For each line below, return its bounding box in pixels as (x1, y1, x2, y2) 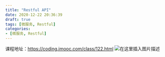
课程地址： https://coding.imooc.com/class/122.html (5, 46, 114, 51)
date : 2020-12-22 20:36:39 (5, 12, 63, 17)
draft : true (5, 17, 31, 22)
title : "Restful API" (5, 7, 51, 13)
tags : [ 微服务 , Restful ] (5, 21, 56, 27)
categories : (5, 26, 31, 32)
